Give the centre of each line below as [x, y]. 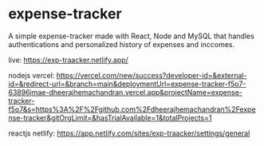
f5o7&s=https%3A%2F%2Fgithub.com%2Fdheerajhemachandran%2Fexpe [132, 109]
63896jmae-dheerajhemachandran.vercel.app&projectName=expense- [126, 92]
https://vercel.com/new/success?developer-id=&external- [152, 75]
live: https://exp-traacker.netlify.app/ [69, 60]
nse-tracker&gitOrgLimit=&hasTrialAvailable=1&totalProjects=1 [110, 117]
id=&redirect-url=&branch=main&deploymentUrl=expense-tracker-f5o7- [127, 84]
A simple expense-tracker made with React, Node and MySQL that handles [132, 36]
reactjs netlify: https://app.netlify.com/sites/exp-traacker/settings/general [129, 133]
